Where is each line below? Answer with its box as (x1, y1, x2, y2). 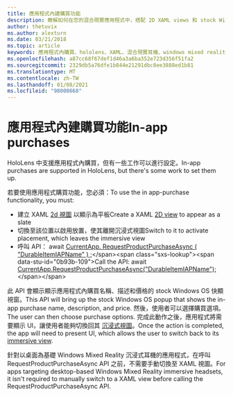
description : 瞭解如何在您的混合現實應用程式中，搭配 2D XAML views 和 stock (7, 17, 216, 24)
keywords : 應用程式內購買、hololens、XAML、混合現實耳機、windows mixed (7, 49, 204, 56)
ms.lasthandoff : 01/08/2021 (7, 81, 89, 88)
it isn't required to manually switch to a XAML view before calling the (7, 375, 203, 383)
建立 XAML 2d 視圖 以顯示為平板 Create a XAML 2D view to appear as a (17, 210, 221, 219)
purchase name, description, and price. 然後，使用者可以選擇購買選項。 (19, 304, 225, 312)
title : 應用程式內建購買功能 (7, 10, 81, 17)
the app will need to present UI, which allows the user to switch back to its (7, 329, 220, 337)
